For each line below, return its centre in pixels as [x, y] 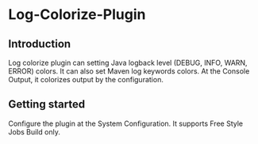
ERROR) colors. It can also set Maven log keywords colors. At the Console [129, 71]
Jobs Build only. [35, 131]
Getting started [47, 104]
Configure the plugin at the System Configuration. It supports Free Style [126, 123]
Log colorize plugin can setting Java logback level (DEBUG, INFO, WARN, [128, 63]
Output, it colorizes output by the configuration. [86, 80]
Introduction [40, 44]
